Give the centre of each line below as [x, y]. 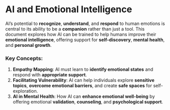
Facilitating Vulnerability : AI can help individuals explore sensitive [83, 80]
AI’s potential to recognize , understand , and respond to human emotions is [85, 23]
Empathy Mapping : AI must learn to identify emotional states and [83, 69]
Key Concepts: [24, 58]
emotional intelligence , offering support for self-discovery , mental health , [85, 40]
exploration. [25, 91]
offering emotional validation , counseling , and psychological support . [88, 102]
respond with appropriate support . [50, 75]
